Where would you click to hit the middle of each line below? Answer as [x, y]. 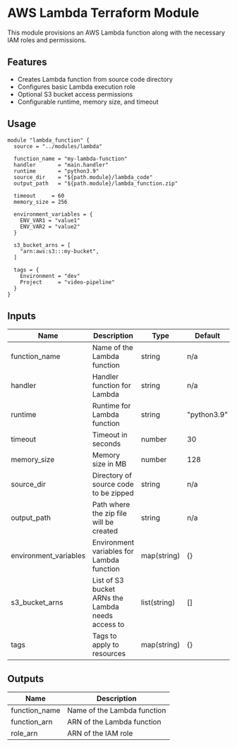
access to [108, 624]
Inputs [22, 316]
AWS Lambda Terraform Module [103, 13]
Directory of [112, 475]
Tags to [105, 636]
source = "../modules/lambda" [58, 146]
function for [112, 386]
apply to [106, 645]
